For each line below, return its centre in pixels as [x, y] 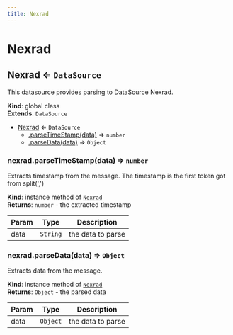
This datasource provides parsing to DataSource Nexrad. [90, 92]
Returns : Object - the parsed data [57, 292]
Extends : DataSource [38, 113]
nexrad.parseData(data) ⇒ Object [66, 255]
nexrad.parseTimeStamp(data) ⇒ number [78, 160]
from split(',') [26, 183]
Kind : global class [34, 106]
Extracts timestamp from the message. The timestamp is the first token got [116, 176]
